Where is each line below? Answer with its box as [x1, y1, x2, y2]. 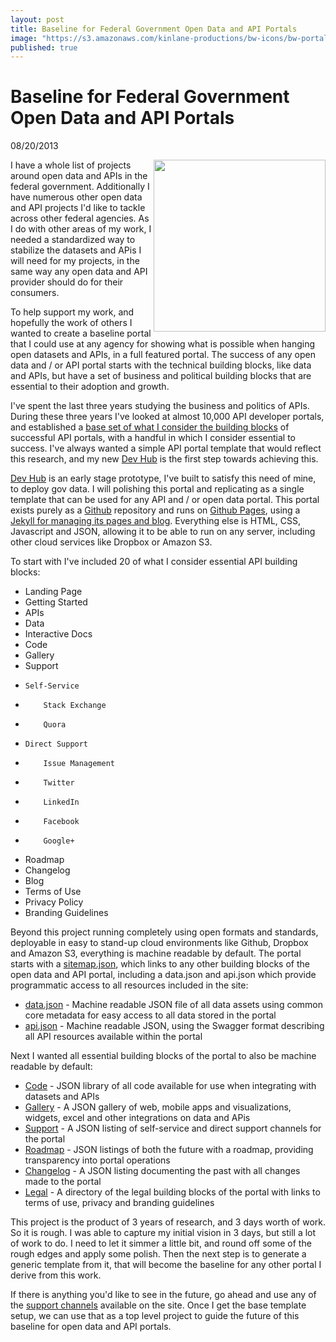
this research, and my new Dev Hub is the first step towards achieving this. [10, 453, 319, 465]
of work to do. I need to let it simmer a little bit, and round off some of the [10, 1237, 312, 1250]
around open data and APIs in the [10, 170, 148, 182]
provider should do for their [10, 276, 124, 288]
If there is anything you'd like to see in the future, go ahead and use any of [10, 1289, 317, 1301]
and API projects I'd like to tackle [10, 202, 146, 214]
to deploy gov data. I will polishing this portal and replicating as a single [10, 483, 305, 495]
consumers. [10, 287, 60, 299]
